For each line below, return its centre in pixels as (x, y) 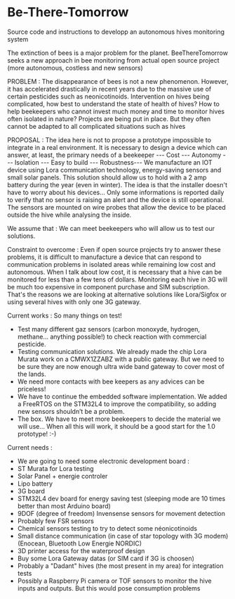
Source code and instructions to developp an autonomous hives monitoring (116, 32)
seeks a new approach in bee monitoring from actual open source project (113, 60)
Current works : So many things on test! (65, 315)
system (18, 39)
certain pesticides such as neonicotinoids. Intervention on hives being (108, 96)
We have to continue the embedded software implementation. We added (122, 396)
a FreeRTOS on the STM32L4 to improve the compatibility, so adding (117, 404)
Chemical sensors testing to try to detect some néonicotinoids (107, 528)
